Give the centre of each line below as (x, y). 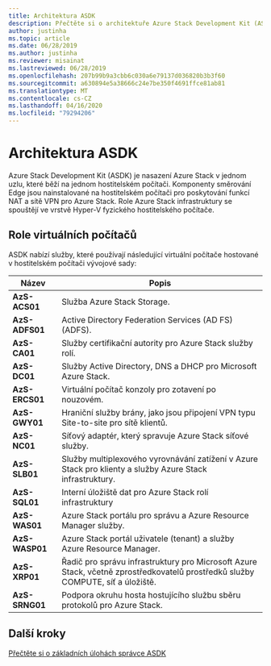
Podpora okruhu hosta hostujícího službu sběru (151, 595)
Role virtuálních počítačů (73, 235)
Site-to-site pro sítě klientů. (115, 422)
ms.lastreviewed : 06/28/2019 (57, 69)
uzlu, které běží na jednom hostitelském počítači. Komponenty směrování (130, 184)
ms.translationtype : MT (48, 91)
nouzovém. (83, 399)
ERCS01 (29, 399)
